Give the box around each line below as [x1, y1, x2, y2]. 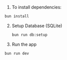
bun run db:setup [11, 32, 48, 37]
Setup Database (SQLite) [11, 22, 63, 29]
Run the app [11, 41, 37, 47]
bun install [4, 14, 29, 19]
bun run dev [4, 51, 29, 56]
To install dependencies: [11, 4, 62, 10]
